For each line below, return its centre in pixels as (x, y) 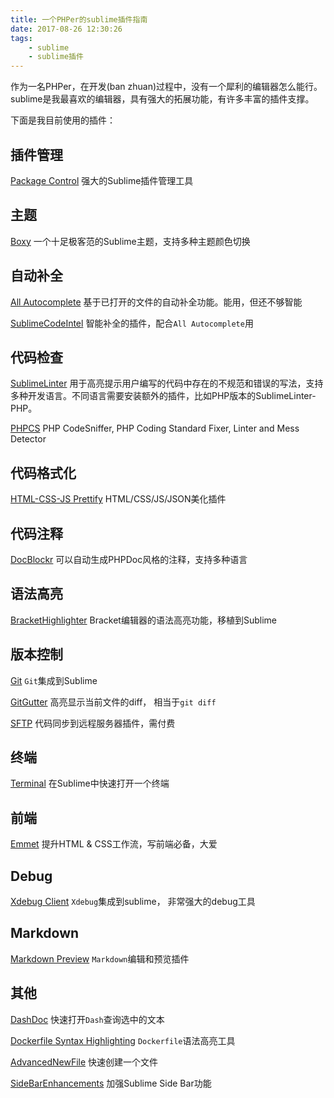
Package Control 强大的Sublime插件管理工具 (102, 180)
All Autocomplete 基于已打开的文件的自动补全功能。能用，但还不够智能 (156, 302)
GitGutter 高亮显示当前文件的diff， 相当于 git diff (113, 702)
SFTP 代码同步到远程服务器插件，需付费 (93, 723)
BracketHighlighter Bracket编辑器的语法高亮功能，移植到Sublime (143, 620)
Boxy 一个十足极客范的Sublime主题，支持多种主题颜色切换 (130, 241)
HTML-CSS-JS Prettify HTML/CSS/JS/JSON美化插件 (118, 499)
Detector (28, 439)
